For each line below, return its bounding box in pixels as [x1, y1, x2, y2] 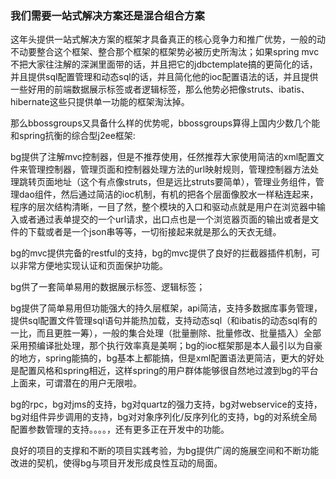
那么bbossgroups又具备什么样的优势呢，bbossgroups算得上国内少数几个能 [10, 117, 321, 129]
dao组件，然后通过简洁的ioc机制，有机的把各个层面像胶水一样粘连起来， [18, 188, 319, 201]
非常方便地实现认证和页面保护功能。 [18, 260, 168, 272]
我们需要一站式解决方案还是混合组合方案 [10, 8, 205, 22]
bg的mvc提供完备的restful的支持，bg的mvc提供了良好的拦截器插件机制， [10, 247, 312, 259]
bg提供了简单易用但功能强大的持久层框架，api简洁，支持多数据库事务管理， [10, 302, 323, 314]
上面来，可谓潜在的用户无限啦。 [10, 377, 142, 389]
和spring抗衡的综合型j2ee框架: [10, 130, 136, 142]
